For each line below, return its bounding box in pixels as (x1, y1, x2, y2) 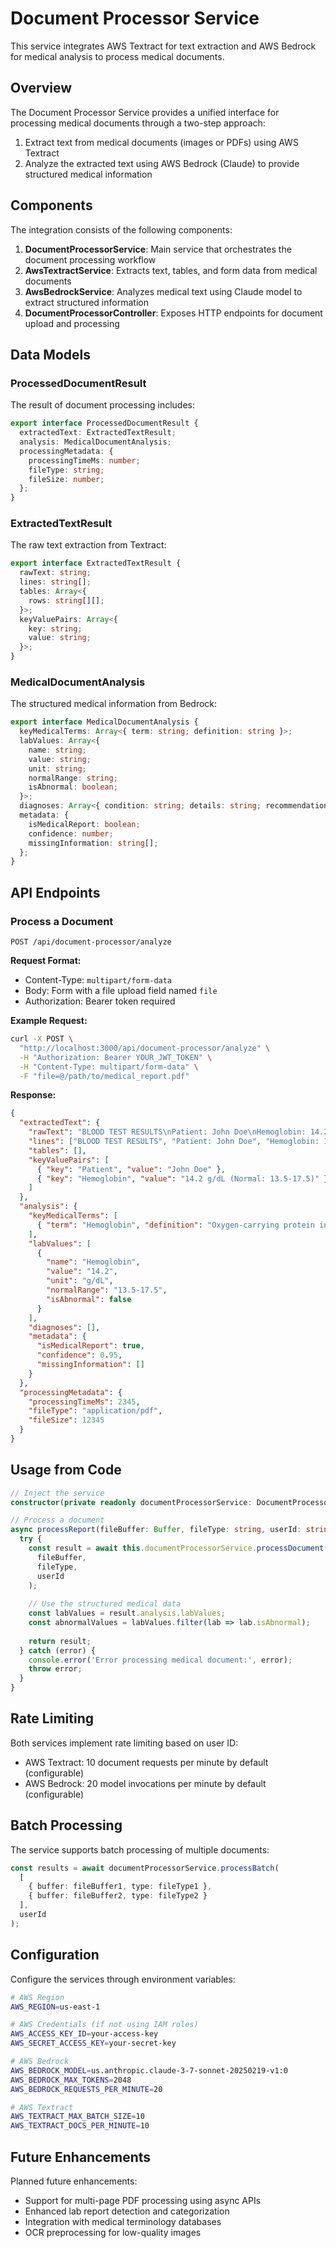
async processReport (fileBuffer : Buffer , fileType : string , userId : (10, 1525, 302, 1535)
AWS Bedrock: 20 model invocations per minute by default (24, 1777, 267, 1789)
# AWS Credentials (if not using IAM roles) (10, 2020, 199, 2030)
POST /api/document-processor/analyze (10, 937, 172, 947)
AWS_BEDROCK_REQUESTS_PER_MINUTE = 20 (10, 2084, 163, 2094)
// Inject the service (10, 1488, 105, 1498)
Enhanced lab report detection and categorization (24, 2205, 230, 2217)
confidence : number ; (28, 828, 114, 839)
